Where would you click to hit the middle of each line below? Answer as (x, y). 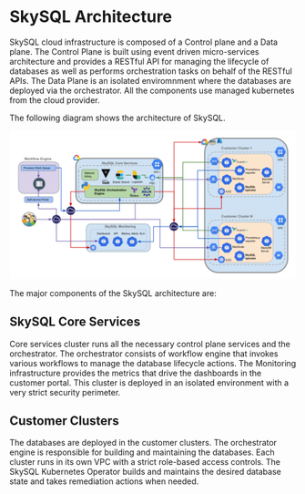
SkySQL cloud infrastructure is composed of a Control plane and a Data (144, 42)
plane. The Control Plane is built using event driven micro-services (134, 51)
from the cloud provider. (55, 100)
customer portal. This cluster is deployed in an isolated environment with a (149, 382)
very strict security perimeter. (65, 392)
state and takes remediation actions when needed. (104, 481)
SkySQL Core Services (75, 322)
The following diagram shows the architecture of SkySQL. (117, 118)
